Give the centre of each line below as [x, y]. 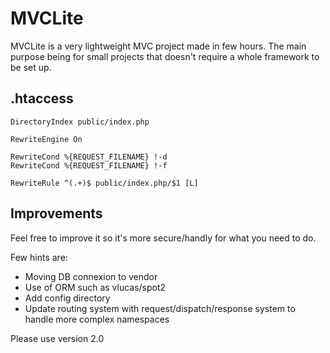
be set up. [31, 67]
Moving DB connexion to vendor [91, 276]
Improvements [56, 213]
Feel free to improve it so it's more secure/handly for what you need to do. [163, 238]
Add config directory [67, 298]
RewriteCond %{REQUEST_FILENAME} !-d [89, 157]
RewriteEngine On [46, 139]
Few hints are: [39, 257]
